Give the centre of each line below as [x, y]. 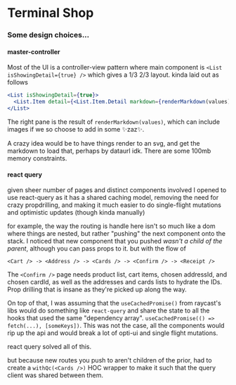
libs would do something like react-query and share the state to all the [109, 310]
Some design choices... [48, 35]
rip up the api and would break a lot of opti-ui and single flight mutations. [113, 333]
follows [18, 82]
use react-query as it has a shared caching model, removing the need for [113, 198]
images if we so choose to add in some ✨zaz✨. [76, 129]
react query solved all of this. [50, 347]
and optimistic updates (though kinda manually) [76, 213]
